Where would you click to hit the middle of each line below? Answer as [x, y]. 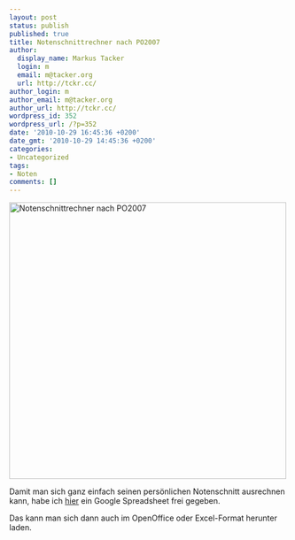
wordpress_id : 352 [43, 116]
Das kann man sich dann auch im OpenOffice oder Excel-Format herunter [143, 518]
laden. [21, 528]
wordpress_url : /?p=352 [53, 125]
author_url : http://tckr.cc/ [63, 108]
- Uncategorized [39, 157]
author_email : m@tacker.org [61, 100]
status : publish [39, 26]
